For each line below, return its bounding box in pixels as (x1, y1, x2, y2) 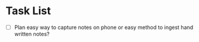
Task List (5, 4, 51, 18)
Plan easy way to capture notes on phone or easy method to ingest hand (14, 24, 194, 31)
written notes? (14, 31, 50, 37)
